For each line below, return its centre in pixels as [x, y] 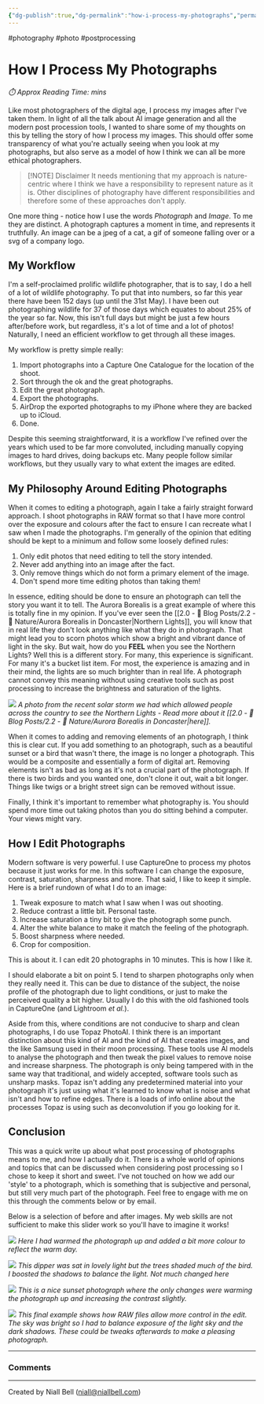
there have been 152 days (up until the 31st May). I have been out [114, 301]
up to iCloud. [40, 415]
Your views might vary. [45, 819]
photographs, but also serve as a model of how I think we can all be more [127, 152]
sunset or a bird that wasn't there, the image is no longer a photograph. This [132, 754]
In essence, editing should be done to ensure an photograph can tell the [125, 597]
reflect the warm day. [43, 1249]
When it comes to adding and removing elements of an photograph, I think [128, 737]
